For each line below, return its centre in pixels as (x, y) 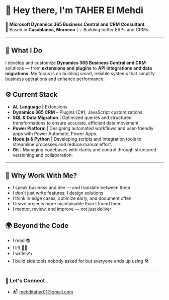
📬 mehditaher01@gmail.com (43, 292)
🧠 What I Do (24, 51)
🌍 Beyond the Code (37, 226)
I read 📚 (21, 241)
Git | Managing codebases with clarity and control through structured (84, 149)
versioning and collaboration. (43, 155)
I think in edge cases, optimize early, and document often (72, 198)
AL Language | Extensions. (40, 107)
